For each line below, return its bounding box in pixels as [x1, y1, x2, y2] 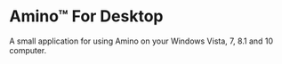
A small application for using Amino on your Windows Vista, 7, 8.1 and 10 [9, 36, 274, 46]
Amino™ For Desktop [9, 6, 164, 27]
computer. [9, 44, 47, 55]
